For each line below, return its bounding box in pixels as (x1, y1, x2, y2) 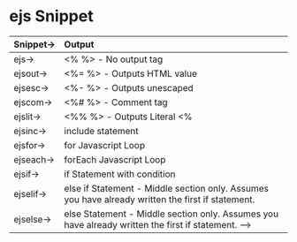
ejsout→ (13, 67, 48, 79)
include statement (64, 125, 139, 137)
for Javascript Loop (64, 139, 146, 151)
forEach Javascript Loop (64, 153, 166, 165)
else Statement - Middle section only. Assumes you (64, 208, 279, 220)
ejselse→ (13, 213, 51, 225)
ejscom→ (13, 95, 53, 108)
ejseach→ (13, 153, 55, 165)
